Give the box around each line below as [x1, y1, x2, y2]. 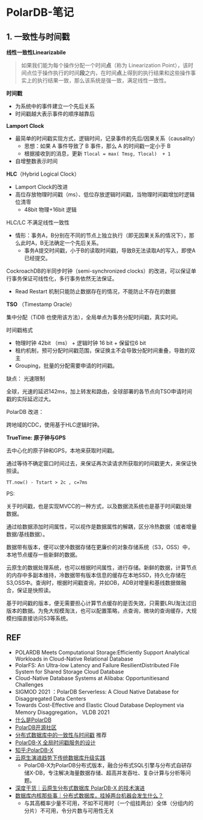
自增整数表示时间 [14, 158, 58, 164]
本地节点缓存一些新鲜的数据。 [6, 551, 80, 558]
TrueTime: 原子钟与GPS [6, 434, 66, 441]
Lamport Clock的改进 [14, 183, 68, 190]
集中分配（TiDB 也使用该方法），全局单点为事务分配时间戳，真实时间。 [6, 313, 181, 321]
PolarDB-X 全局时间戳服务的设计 [14, 739, 96, 746]
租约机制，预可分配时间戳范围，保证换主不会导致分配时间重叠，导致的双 [14, 347, 195, 354]
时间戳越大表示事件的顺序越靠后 [14, 110, 95, 117]
